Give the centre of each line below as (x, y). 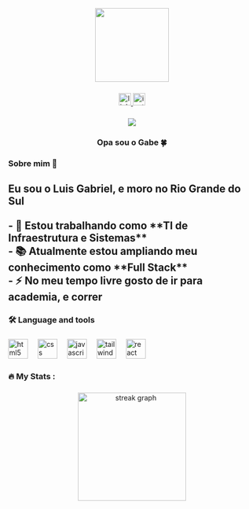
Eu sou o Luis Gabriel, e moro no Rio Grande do (124, 189)
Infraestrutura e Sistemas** (78, 238)
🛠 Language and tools (52, 320)
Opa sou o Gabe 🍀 (132, 142)
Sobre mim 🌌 (33, 163)
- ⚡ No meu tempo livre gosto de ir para (106, 281)
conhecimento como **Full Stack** (98, 268)
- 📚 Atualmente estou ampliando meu (103, 251)
